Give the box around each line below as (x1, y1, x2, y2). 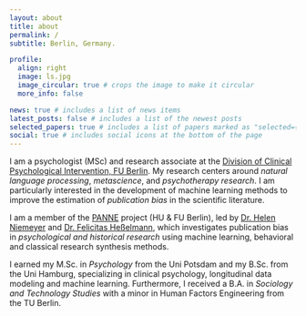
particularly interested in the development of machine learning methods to (9, 185, 289, 196)
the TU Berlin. (9, 298, 62, 309)
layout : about (9, 13, 64, 23)
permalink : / (9, 30, 59, 39)
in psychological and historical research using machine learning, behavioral (9, 231, 294, 242)
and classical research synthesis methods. (9, 241, 169, 252)
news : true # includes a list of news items (9, 106, 181, 115)
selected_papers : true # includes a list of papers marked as (9, 122, 250, 132)
